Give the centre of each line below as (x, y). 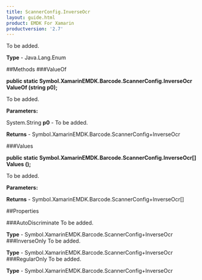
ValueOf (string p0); (32, 88)
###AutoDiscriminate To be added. (50, 223)
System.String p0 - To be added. (47, 123)
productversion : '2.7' (35, 29)
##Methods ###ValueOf (36, 70)
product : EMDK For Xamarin (40, 23)
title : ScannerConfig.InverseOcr (48, 12)
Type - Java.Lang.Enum (36, 57)
